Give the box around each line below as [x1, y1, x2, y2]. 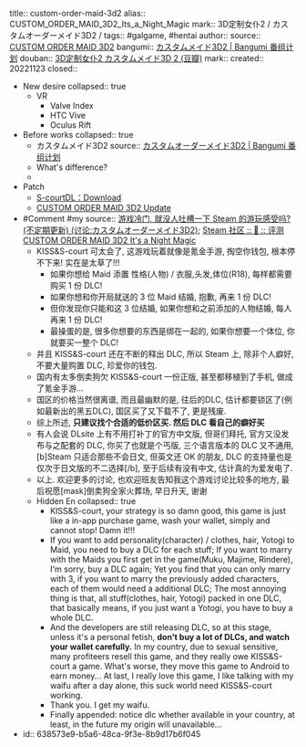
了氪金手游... [36, 383, 84, 394]
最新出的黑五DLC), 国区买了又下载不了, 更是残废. [44, 405, 227, 416]
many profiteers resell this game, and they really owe [49, 651, 249, 661]
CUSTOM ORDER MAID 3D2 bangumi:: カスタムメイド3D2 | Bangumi [9, 41, 268, 52]
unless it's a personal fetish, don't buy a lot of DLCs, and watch [49, 632, 290, 642]
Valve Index [49, 100, 94, 110]
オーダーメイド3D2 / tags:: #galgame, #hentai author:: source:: [25, 30, 261, 40]
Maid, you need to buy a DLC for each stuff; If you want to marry [49, 544, 293, 555]
